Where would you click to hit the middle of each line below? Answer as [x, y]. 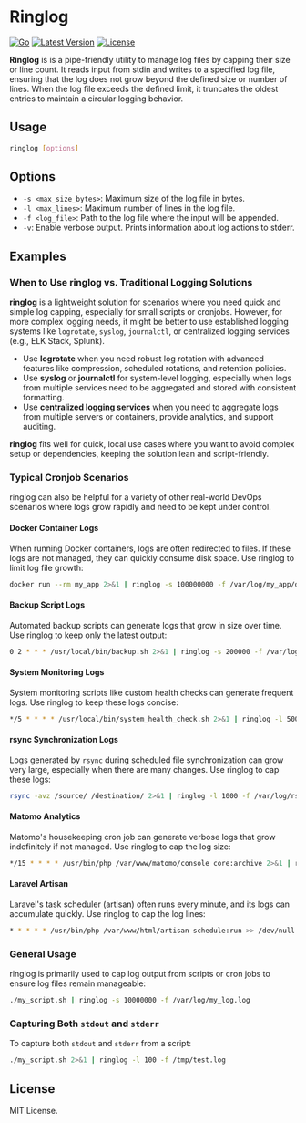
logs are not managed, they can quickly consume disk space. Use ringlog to [152, 557]
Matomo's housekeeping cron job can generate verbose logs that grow [143, 837]
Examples [38, 256]
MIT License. [34, 1111]
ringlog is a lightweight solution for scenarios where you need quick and [145, 302]
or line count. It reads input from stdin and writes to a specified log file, [143, 69]
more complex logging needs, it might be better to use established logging [149, 322]
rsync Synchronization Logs [64, 740]
